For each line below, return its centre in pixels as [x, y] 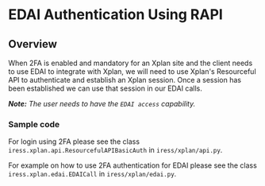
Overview [33, 44]
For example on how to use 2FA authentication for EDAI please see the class [133, 165]
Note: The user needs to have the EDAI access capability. [102, 104]
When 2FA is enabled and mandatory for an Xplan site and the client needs [131, 63]
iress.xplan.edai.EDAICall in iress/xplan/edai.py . [92, 174]
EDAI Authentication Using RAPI [116, 15]
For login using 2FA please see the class [74, 141]
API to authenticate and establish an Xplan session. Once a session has [125, 80]
